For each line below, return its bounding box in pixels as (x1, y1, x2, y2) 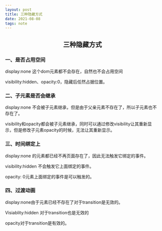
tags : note (5, 21, 27, 26)
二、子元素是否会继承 (5, 92, 55, 99)
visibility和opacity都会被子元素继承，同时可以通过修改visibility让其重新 (5, 121, 148, 127)
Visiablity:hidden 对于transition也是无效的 (5, 209, 89, 215)
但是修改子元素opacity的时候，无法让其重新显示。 (13, 127, 115, 133)
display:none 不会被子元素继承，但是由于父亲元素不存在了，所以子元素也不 (5, 104, 157, 111)
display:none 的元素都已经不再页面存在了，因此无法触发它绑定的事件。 (5, 153, 148, 159)
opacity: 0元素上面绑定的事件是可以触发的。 (5, 173, 94, 179)
